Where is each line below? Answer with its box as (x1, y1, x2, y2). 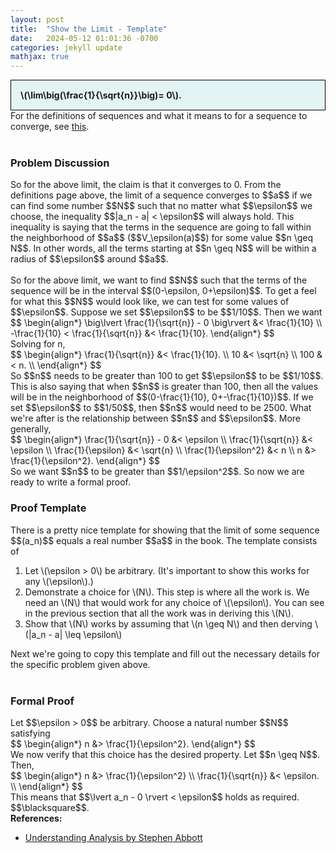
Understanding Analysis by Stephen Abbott (24, 832, 203, 844)
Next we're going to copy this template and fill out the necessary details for (10, 647, 320, 660)
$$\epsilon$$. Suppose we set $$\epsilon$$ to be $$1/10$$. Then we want (10, 306, 323, 318)
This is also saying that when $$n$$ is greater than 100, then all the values (10, 381, 319, 393)
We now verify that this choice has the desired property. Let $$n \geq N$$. (10, 749, 321, 761)
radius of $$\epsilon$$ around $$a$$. (10, 253, 169, 265)
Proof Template (10, 501, 87, 515)
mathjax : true (10, 52, 70, 62)
